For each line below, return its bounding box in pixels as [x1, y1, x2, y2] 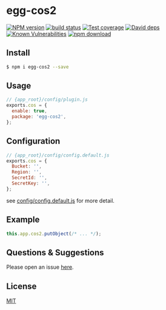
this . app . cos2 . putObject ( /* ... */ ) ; [6, 231, 102, 237]
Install [6, 48, 30, 58]
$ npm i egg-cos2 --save [6, 64, 69, 70]
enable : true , [12, 108, 47, 114]
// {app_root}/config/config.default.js [6, 152, 110, 158]
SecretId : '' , [12, 175, 47, 181]
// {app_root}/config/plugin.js [6, 96, 88, 103]
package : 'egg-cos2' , [12, 113, 67, 120]
